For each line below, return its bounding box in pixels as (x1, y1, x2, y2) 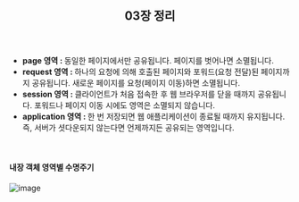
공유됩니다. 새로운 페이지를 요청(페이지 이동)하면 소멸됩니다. (31, 78, 241, 88)
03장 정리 (124, 8, 176, 24)
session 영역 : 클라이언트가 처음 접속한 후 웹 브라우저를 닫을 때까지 (21, 88, 256, 100)
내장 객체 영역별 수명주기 (9, 162, 95, 173)
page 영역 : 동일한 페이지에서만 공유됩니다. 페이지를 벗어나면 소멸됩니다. (21, 55, 274, 66)
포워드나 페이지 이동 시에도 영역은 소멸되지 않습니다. (34, 100, 216, 111)
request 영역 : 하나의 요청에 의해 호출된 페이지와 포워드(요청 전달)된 (21, 66, 259, 78)
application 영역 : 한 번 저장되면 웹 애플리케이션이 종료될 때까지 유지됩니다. (21, 111, 286, 122)
